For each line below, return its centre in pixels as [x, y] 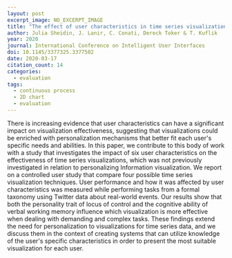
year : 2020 [23, 39]
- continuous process [45, 91]
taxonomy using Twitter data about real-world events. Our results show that [115, 196]
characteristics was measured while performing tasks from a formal [104, 189]
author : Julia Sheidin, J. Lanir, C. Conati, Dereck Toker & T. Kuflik [112, 33]
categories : [24, 71]
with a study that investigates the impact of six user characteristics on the [112, 152]
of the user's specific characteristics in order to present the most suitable [112, 241]
